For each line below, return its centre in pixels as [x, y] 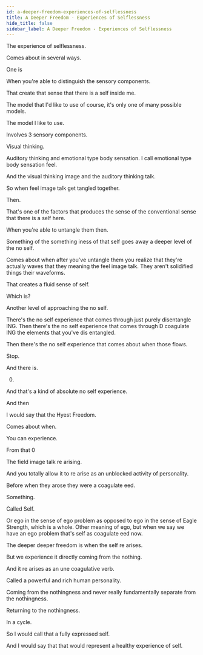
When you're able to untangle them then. [57, 230]
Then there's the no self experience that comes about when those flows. [97, 344]
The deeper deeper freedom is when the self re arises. [75, 545]
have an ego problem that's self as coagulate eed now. [75, 534]
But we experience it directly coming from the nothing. [74, 557]
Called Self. [21, 509]
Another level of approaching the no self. [57, 308]
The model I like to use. [35, 123]
